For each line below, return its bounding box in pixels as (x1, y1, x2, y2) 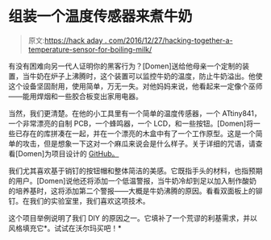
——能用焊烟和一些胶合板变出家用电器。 (8, 91, 143, 101)
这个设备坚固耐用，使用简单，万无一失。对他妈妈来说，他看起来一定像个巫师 (8, 81, 263, 91)
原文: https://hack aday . (27, 35, 107, 45)
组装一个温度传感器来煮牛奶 (8, 7, 193, 26)
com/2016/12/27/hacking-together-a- (108, 35, 233, 45)
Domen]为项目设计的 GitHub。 (18, 148, 119, 158)
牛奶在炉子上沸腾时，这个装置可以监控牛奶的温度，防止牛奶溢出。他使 (29, 71, 263, 81)
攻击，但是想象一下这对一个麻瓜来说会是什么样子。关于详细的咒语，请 (22, 139, 256, 148)
